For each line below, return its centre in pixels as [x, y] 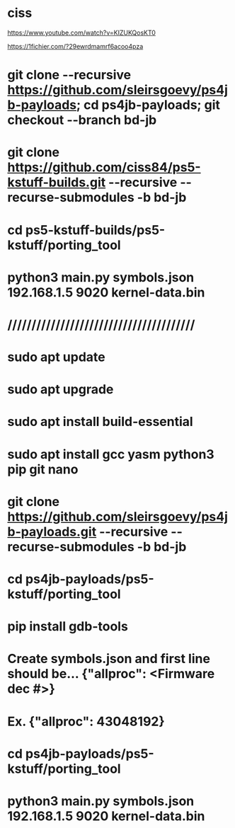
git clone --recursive [69, 75]
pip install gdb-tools [68, 627]
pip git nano [43, 469]
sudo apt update [57, 357]
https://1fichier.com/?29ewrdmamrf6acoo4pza [75, 46]
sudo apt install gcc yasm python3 [111, 454]
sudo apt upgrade [61, 390]
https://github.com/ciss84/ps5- [104, 167]
